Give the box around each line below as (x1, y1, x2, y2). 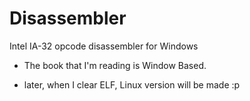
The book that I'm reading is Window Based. (23, 59, 207, 71)
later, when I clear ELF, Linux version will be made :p (23, 78, 241, 91)
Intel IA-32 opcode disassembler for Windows (9, 40, 199, 52)
